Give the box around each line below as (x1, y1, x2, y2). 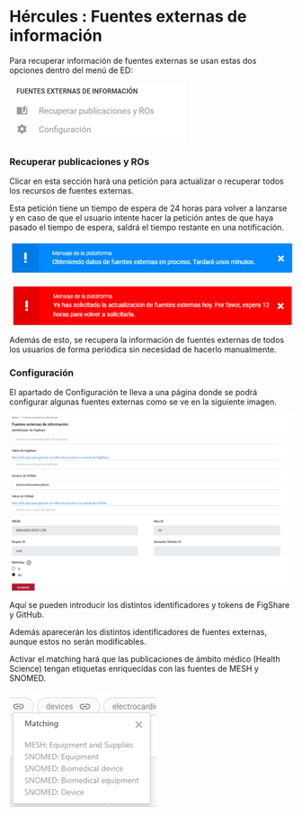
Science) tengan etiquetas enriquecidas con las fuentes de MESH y (9, 663, 259, 674)
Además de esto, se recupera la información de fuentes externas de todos (9, 334, 285, 345)
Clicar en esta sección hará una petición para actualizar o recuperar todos (9, 176, 285, 186)
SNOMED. (9, 673, 47, 684)
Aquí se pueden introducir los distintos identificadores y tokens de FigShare (9, 599, 290, 610)
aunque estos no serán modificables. (9, 636, 147, 647)
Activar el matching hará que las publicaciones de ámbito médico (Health (9, 653, 280, 664)
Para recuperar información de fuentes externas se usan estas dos (9, 55, 257, 66)
